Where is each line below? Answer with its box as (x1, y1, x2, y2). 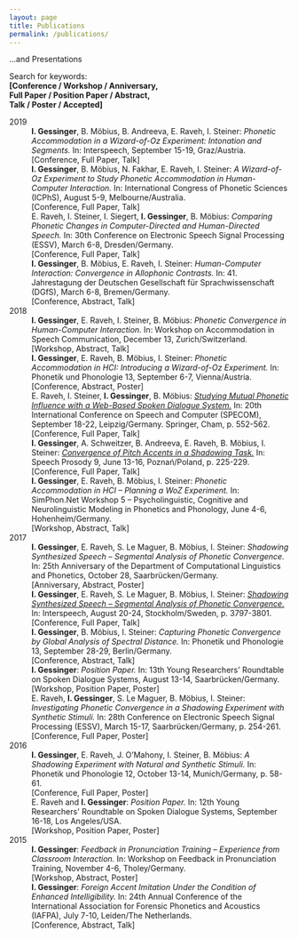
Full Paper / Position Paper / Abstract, (9, 90, 151, 100)
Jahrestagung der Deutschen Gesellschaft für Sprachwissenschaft (31, 277, 275, 288)
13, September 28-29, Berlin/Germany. (31, 646, 173, 656)
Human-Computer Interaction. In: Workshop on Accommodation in (31, 325, 275, 335)
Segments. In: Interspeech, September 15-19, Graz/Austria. (31, 145, 247, 156)
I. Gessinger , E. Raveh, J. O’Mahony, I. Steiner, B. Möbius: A (31, 750, 250, 760)
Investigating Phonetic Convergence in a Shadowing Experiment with (31, 702, 285, 713)
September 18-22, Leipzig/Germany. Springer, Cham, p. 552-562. (31, 419, 271, 429)
